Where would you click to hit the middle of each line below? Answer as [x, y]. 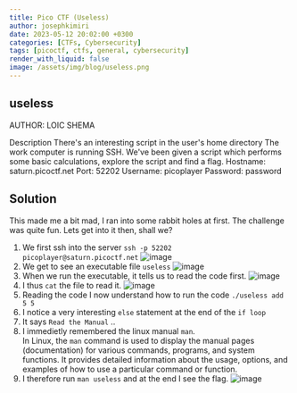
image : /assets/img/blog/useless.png [79, 68]
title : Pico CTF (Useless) [59, 17]
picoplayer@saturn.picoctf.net [80, 257]
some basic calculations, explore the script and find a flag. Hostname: [137, 161]
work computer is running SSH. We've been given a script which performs [146, 152]
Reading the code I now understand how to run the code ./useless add [153, 295]
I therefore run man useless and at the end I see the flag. [125, 378]
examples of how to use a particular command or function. [130, 369]
